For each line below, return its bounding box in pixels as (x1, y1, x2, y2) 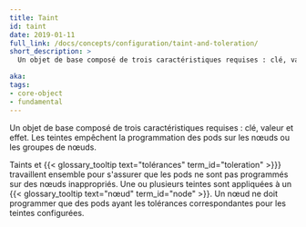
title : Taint (9, 13, 59, 23)
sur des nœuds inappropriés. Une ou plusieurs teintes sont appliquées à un (9, 178, 292, 189)
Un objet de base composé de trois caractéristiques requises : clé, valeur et (9, 122, 294, 133)
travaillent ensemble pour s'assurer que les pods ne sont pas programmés (9, 169, 289, 180)
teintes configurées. (9, 207, 85, 218)
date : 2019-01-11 (9, 30, 76, 39)
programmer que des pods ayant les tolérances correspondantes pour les (9, 197, 287, 209)
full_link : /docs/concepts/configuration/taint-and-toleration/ (9, 38, 259, 48)
